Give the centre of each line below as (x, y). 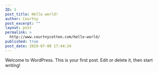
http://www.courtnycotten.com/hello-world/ (55, 37)
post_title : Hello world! (32, 14)
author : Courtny (22, 19)
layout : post (18, 28)
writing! (13, 65)
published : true (22, 42)
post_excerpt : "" (23, 23)
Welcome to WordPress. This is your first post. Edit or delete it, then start (79, 60)
